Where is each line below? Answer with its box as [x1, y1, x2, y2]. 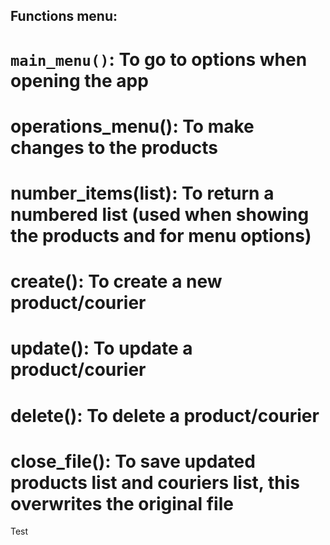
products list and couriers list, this [10, 471, 301, 494]
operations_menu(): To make [10, 115, 255, 138]
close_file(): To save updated [10, 450, 256, 473]
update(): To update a [10, 337, 193, 360]
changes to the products [10, 136, 218, 159]
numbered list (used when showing [10, 203, 310, 226]
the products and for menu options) [10, 224, 312, 247]
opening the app [10, 69, 149, 92]
